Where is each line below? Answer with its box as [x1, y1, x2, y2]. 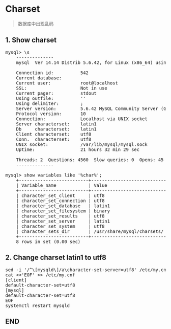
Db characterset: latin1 [16, 126, 97, 132]
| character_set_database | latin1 [16, 203, 110, 209]
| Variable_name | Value [16, 182, 108, 188]
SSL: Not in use [16, 85, 108, 91]
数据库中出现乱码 [17, 20, 54, 27]
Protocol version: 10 [16, 111, 86, 117]
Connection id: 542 [16, 70, 89, 76]
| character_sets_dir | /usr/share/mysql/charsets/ [16, 228, 164, 234]
